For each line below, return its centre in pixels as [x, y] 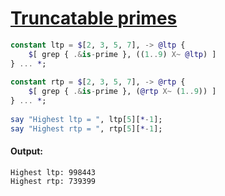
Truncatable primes [94, 18]
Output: [26, 151]
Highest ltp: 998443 [53, 172]
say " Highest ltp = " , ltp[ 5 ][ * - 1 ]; [86, 119]
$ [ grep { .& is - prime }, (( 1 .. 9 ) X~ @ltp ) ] [122, 54]
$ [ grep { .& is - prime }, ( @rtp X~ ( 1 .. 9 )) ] [122, 92]
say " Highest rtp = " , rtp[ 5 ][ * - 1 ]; [86, 128]
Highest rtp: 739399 [53, 181]
